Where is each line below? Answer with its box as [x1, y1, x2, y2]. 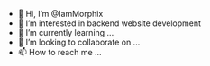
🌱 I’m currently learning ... [17, 28, 114, 37]
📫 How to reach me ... [17, 47, 102, 57]
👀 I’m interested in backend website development [17, 18, 201, 29]
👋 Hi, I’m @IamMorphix [17, 9, 104, 19]
